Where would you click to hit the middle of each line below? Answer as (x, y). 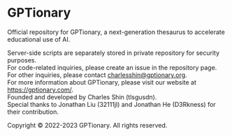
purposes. (22, 60)
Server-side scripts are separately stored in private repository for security (114, 53)
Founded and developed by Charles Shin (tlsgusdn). (82, 97)
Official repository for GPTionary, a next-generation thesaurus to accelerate (116, 32)
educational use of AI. (39, 39)
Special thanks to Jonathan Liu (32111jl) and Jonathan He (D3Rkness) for (112, 104)
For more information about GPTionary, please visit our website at (102, 82)
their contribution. (33, 112)
